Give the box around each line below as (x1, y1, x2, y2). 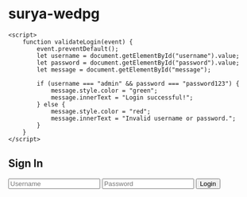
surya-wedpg (8, 5, 100, 23)
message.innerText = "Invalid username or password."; (50, 114, 237, 122)
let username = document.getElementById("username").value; (37, 52, 240, 60)
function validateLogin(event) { (22, 37, 133, 46)
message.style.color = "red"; (50, 107, 151, 115)
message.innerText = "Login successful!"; (50, 93, 194, 102)
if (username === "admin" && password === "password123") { (37, 79, 240, 87)
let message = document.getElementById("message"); (37, 65, 212, 74)
